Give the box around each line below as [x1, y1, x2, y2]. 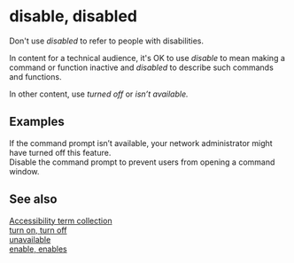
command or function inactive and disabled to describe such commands [9, 62, 275, 73]
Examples [9, 114, 65, 129]
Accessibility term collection [9, 215, 112, 226]
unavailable [9, 234, 51, 244]
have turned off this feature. [9, 147, 112, 158]
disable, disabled [9, 6, 137, 27]
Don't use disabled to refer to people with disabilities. [9, 35, 205, 46]
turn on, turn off [9, 224, 67, 236]
